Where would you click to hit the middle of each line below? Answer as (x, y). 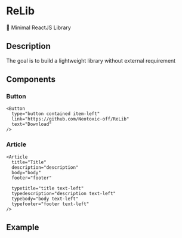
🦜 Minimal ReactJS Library (39, 27)
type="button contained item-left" (56, 114)
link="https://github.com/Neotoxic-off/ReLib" (70, 119)
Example (23, 228)
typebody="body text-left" (45, 199)
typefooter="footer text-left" (50, 204)
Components (31, 80)
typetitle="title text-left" (48, 188)
